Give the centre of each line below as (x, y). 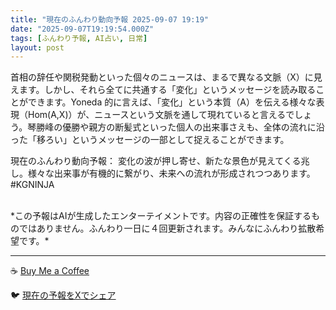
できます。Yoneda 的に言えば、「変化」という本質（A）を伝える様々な (172, 102)
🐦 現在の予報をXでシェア (63, 295)
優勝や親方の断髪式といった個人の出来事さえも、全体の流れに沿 (193, 127)
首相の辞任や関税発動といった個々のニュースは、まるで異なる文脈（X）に (162, 77)
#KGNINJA (32, 185)
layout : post (37, 47)
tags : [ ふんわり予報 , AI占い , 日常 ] (79, 38)
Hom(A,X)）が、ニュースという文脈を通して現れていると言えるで (161, 115)
